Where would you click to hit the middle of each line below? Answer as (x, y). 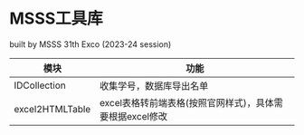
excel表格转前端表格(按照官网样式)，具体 (186, 102)
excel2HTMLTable (52, 109)
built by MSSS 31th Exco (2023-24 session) (90, 44)
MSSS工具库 (57, 19)
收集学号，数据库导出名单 (154, 85)
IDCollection (40, 85)
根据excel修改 (138, 116)
